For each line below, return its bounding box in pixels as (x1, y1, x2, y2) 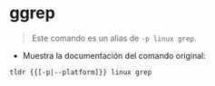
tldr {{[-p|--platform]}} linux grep (9, 67, 152, 77)
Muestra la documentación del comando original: (22, 50, 207, 61)
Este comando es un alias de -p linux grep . (31, 33, 197, 43)
